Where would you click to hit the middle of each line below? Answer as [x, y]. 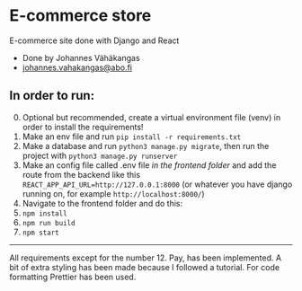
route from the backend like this [81, 174]
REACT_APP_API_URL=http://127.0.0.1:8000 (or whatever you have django [157, 184]
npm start [41, 233]
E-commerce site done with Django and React [94, 40]
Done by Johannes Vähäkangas [81, 57]
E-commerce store [80, 16]
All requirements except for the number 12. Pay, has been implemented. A [145, 258]
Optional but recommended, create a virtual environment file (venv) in [151, 117]
